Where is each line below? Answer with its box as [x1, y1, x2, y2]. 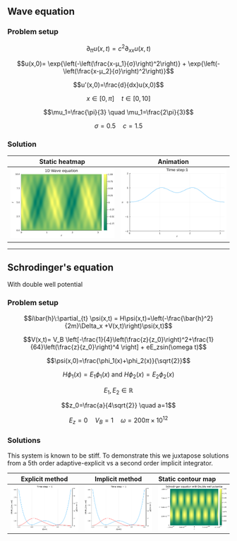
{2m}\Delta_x [64, 321, 104, 330]
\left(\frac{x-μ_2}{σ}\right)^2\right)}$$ [63, 67, 174, 76]
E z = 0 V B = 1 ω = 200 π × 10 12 [68, 415, 169, 426]
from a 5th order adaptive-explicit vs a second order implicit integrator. [7, 459, 214, 468]
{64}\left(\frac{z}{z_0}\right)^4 [30, 343, 120, 351]
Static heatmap [39, 157, 86, 165]
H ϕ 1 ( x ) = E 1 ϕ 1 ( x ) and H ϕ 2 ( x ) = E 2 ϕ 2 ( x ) [62, 370, 175, 380]
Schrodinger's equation [7, 261, 114, 273]
